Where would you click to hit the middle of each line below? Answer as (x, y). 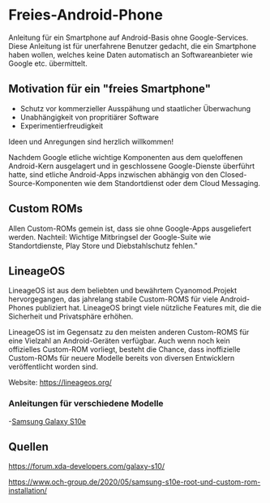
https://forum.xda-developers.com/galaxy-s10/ (86, 466)
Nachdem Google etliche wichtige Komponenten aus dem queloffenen (126, 157)
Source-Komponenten (45, 183)
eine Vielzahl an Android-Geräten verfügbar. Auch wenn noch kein (119, 341)
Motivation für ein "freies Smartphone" (110, 89)
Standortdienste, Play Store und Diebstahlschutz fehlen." (103, 245)
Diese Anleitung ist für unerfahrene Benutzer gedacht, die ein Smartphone (133, 46)
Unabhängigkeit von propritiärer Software (90, 117)
